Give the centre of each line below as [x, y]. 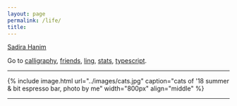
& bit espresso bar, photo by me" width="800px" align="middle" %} [106, 88]
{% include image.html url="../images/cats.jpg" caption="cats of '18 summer [119, 81]
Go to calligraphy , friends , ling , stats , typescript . [77, 61]
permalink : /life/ [34, 20]
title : [17, 27]
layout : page [26, 14]
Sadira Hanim [27, 47]
